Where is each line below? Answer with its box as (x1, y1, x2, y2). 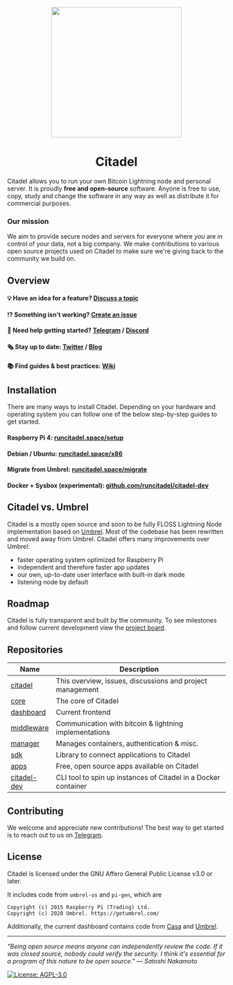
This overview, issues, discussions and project (55, 676, 207, 686)
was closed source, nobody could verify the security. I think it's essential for (7, 950, 225, 958)
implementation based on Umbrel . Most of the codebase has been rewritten (7, 527, 224, 536)
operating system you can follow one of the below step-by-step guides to (7, 410, 217, 419)
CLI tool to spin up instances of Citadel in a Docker (55, 773, 221, 783)
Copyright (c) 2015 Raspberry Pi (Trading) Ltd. (7, 904, 150, 911)
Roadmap (7, 598, 50, 609)
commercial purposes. (7, 199, 71, 207)
